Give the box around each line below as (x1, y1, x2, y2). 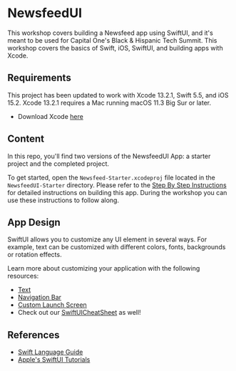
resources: (7, 272, 39, 281)
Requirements (7, 72, 71, 84)
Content (7, 133, 45, 145)
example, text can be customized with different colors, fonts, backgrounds (7, 243, 226, 251)
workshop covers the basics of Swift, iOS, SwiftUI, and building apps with (7, 43, 223, 52)
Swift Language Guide (17, 348, 83, 357)
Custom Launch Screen (17, 301, 87, 309)
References (7, 329, 60, 341)
